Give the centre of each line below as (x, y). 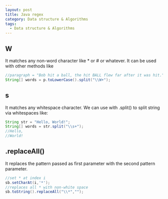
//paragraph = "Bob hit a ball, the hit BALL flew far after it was (78, 75)
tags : (11, 24)
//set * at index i (25, 178)
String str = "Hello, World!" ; (38, 122)
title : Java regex (24, 14)
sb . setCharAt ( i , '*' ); (28, 182)
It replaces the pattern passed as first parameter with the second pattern (80, 163)
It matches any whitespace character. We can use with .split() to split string (82, 107)
